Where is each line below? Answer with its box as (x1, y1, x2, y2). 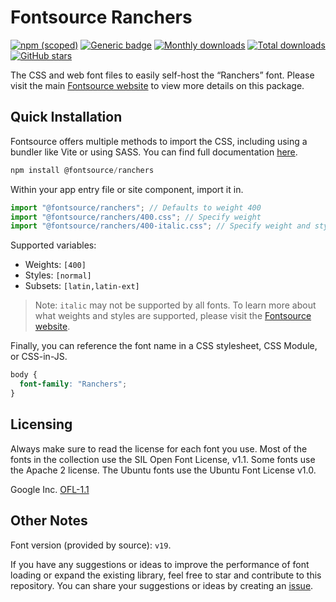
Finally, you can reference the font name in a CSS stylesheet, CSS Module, (10, 340, 318, 352)
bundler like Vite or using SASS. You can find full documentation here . (10, 146, 298, 158)
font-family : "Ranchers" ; (19, 379, 128, 390)
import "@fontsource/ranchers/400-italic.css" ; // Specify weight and (10, 221, 311, 231)
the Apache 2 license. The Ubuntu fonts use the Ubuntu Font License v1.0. (10, 464, 317, 476)
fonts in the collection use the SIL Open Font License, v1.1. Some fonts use (10, 453, 316, 465)
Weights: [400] (24, 259, 87, 271)
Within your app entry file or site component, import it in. (10, 183, 244, 195)
